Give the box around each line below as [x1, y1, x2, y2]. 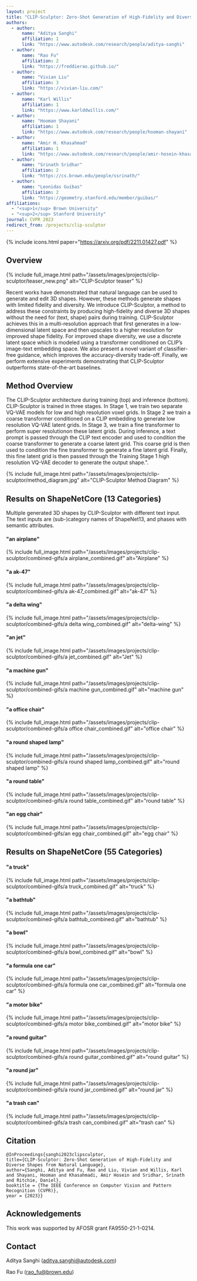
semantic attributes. [6, 522, 55, 529]
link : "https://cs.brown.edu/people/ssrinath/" [21, 173, 141, 179]
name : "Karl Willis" [21, 96, 72, 102]
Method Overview [6, 380, 73, 390]
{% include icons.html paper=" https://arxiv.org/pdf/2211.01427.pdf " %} [6, 238, 178, 245]
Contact [6, 1242, 36, 1252]
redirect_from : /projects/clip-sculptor [6, 222, 107, 228]
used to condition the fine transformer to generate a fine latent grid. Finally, [6, 446, 188, 454]
